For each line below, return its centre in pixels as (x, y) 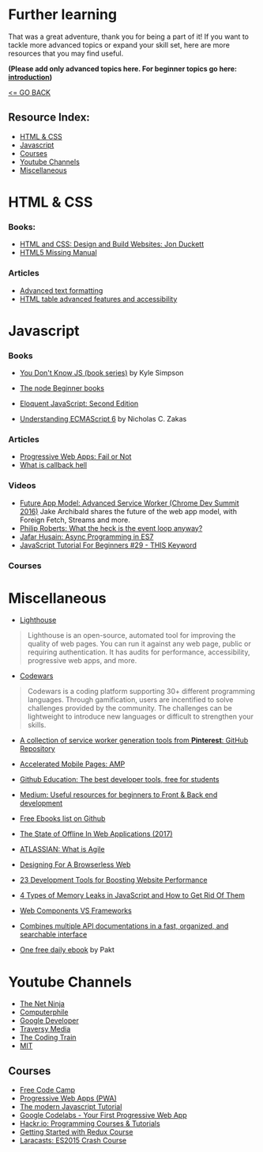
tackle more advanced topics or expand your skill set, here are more (119, 44)
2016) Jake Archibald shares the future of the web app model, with (128, 511)
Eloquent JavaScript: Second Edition (79, 404)
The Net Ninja (42, 1004)
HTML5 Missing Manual (58, 253)
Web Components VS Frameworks (75, 911)
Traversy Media (45, 1029)
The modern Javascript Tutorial (71, 1107)
